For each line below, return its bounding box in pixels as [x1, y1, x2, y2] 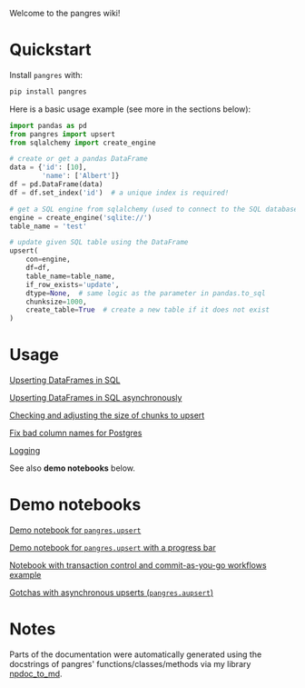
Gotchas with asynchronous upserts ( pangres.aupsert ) [9, 587, 214, 598]
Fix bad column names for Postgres [9, 427, 143, 439]
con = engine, [25, 254, 71, 264]
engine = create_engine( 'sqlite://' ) [9, 213, 152, 222]
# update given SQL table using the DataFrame [9, 238, 189, 247]
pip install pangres [9, 86, 88, 96]
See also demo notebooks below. [9, 463, 136, 474]
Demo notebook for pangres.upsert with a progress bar [9, 543, 216, 553]
